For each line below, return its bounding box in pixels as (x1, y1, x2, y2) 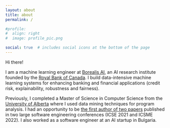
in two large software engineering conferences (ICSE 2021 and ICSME (5, 111, 153, 118)
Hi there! (5, 59, 24, 65)
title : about (5, 12, 33, 17)
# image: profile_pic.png (5, 36, 63, 41)
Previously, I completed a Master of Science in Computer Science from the (5, 95, 163, 101)
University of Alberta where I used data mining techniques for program (5, 100, 155, 106)
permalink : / (5, 17, 33, 22)
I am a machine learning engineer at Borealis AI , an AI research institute (5, 69, 156, 75)
